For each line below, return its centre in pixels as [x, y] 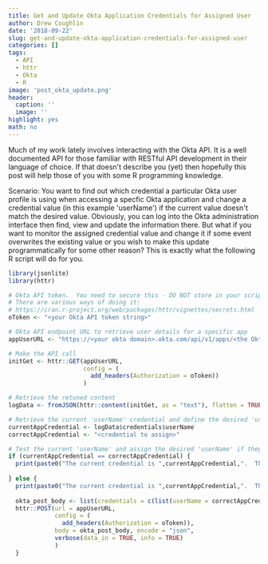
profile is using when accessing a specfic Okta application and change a [127, 199]
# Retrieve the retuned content [62, 398]
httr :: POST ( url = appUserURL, [65, 508]
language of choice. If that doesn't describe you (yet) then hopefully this [127, 167]
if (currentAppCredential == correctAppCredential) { [100, 456]
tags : [17, 53]
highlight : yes [33, 120]
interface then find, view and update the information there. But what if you [130, 224]
